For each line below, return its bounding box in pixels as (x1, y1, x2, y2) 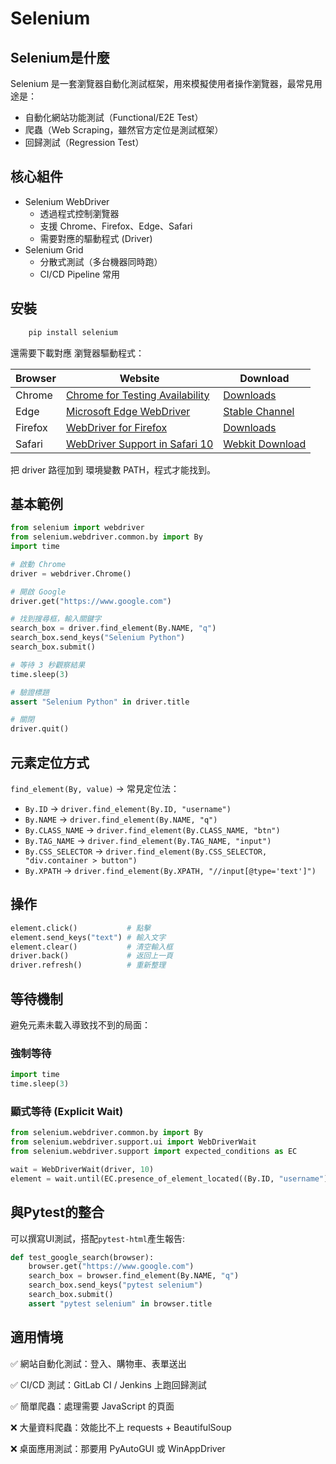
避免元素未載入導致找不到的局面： (10, 1019, 151, 1031)
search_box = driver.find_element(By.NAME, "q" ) (10, 623, 217, 634)
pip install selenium (28, 327, 118, 337)
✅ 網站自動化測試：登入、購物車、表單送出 (10, 1357, 187, 1369)
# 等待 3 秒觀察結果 (10, 660, 86, 670)
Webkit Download (223, 437, 307, 451)
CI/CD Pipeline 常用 (39, 268, 121, 280)
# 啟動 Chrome (10, 559, 67, 569)
